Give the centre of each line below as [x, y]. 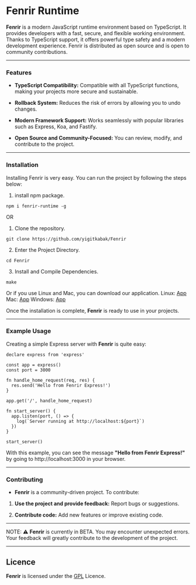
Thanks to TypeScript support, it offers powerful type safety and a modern [96, 39]
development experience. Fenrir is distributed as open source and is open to [98, 46]
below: [14, 184]
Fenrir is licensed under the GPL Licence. [56, 576]
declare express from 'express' [45, 355]
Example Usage [29, 331]
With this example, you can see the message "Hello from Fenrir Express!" [96, 453]
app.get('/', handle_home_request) [49, 401]
